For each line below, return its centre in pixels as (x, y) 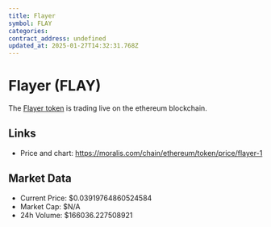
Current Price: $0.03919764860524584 (86, 198)
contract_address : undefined (57, 38)
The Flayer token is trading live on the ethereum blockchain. (108, 108)
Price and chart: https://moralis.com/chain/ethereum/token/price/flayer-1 (141, 153)
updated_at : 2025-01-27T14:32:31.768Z (73, 46)
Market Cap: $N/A (50, 206)
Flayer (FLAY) (55, 86)
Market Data (40, 179)
